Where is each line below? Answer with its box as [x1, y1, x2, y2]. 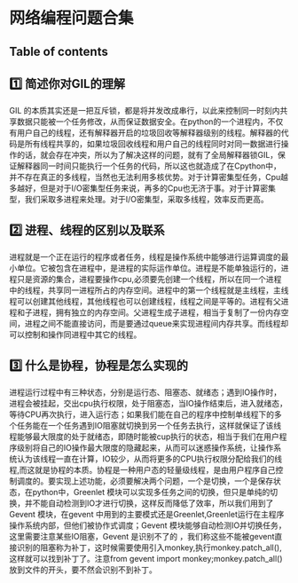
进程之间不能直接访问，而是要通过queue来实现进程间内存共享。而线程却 [24, 319, 289, 329]
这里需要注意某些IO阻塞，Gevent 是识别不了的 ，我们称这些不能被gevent [9, 532, 275, 542]
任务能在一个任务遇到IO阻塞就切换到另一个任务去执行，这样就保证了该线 [16, 421, 282, 431]
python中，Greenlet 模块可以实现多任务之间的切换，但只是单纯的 [32, 487, 271, 498]
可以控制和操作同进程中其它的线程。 [9, 329, 142, 340]
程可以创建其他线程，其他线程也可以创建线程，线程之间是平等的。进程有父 [9, 296, 281, 307]
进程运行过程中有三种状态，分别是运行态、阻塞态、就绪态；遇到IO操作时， [9, 387, 282, 398]
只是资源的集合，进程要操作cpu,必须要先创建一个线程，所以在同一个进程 [16, 274, 282, 285]
